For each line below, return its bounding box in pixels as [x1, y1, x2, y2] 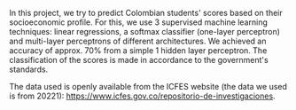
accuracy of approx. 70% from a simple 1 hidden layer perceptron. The [9, 45, 268, 56]
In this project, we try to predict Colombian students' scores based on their [9, 8, 284, 18]
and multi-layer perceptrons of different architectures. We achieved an [9, 35, 267, 46]
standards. [9, 64, 49, 75]
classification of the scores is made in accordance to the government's [9, 55, 269, 65]
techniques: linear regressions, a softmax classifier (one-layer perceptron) [9, 27, 281, 36]
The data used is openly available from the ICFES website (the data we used [9, 82, 288, 91]
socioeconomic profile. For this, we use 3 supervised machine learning [9, 17, 268, 27]
